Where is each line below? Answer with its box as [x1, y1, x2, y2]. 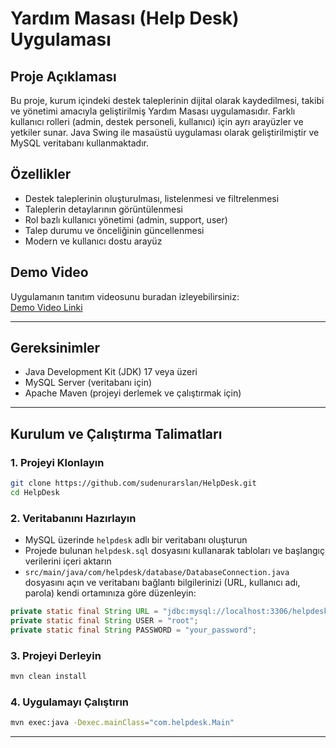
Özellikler [10, 166, 72, 183]
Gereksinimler [10, 340, 101, 357]
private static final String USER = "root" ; [10, 616, 199, 626]
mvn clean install [10, 672, 87, 682]
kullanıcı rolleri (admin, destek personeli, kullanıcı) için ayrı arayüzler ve [10, 116, 304, 127]
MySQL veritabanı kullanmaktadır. [10, 137, 149, 149]
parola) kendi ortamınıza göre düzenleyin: [24, 587, 197, 599]
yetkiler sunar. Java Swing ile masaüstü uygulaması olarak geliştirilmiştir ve [10, 127, 320, 138]
